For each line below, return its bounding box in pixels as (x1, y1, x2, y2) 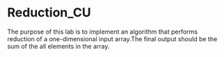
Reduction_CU (7, 5, 92, 21)
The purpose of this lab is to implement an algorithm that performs (7, 27, 198, 36)
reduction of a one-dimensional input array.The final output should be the (7, 34, 218, 43)
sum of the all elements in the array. (7, 42, 110, 50)
